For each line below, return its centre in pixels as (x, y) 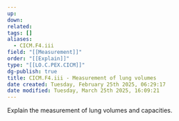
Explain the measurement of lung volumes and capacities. (90, 111)
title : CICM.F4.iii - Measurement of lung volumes (82, 78)
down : (15, 20)
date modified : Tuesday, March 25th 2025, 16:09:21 (83, 91)
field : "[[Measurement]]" (44, 53)
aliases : (20, 39)
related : (20, 26)
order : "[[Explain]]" (39, 59)
